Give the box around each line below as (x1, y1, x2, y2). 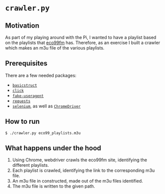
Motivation (5, 21, 40, 30)
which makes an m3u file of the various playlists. (5, 45, 105, 50)
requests (12, 98, 31, 103)
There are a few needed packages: (5, 72, 77, 78)
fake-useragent (12, 93, 44, 98)
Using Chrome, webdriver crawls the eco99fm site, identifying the (12, 157, 147, 163)
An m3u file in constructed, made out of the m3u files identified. (12, 178, 143, 184)
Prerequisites (5, 59, 48, 68)
